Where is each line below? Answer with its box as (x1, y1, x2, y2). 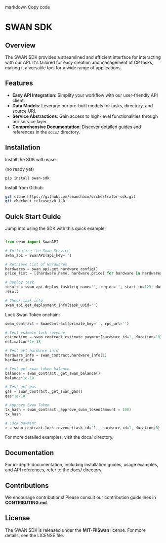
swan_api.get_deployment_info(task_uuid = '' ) (5, 303, 98, 308)
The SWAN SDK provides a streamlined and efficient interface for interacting (5, 54, 161, 60)
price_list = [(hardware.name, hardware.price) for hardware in (5, 271, 140, 276)
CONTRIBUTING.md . (5, 499, 48, 506)
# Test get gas (5, 384, 37, 390)
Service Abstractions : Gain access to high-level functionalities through (12, 113, 158, 119)
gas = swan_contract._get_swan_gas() (5, 389, 83, 394)
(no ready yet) (5, 166, 34, 172)
